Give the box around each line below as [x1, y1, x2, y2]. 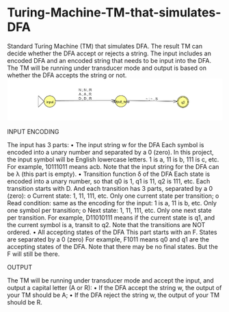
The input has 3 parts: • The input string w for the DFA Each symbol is [7, 141, 204, 149]
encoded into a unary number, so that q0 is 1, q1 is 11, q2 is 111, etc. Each [7, 177, 211, 185]
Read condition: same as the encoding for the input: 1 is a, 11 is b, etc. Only [7, 199, 217, 207]
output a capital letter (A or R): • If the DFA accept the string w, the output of [7, 284, 222, 292]
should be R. [7, 298, 42, 307]
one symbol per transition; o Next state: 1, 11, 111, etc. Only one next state [7, 207, 212, 215]
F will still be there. [7, 250, 60, 258]
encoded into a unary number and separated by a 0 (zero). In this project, [7, 148, 214, 157]
